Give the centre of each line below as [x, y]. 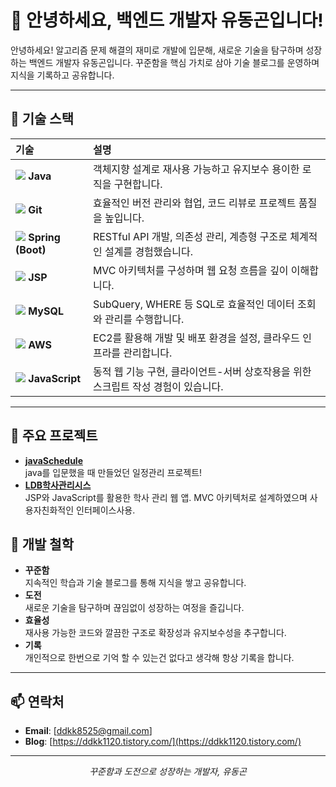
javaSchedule [53, 460]
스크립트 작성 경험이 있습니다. [158, 386]
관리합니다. [148, 353]
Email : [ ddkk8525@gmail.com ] [88, 731]
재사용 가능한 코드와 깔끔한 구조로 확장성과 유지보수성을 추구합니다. [155, 633]
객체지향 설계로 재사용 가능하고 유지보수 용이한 [196, 169]
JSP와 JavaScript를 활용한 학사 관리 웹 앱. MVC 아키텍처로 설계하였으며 [166, 497]
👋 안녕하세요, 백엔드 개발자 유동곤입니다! [167, 20]
